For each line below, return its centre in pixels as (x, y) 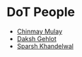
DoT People (41, 12)
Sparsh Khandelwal (45, 46)
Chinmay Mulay (40, 31)
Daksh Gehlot (37, 38)
